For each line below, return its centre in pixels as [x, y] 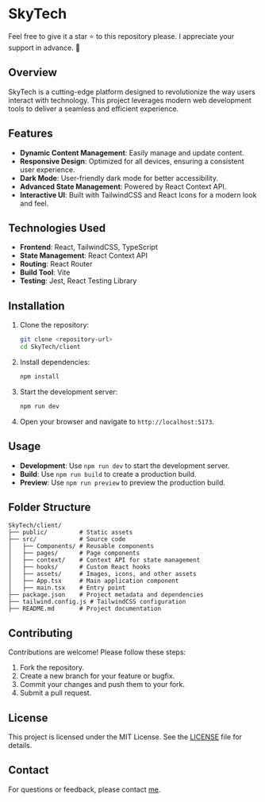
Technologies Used [57, 228]
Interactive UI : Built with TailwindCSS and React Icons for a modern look [138, 194]
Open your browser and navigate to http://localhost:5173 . [117, 421]
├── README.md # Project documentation [84, 609]
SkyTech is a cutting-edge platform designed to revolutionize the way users [132, 91]
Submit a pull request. [56, 693]
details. [20, 745]
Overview [33, 73]
